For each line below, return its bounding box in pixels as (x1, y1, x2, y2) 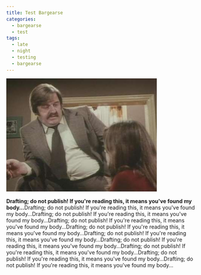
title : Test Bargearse (6, 10, 63, 16)
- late (11, 42, 28, 48)
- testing (11, 54, 36, 60)
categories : (6, 16, 36, 22)
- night (11, 48, 31, 54)
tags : (6, 35, 20, 42)
